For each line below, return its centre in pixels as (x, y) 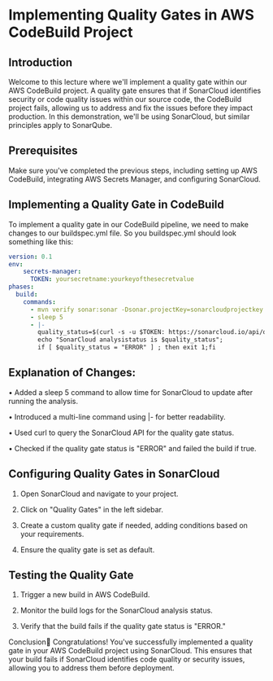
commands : (40, 302)
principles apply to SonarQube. (61, 125)
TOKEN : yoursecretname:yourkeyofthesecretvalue (112, 279)
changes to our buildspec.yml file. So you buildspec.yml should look (123, 233)
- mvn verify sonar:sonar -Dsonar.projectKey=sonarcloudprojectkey (147, 310)
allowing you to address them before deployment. (91, 668)
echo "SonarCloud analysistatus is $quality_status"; (130, 340)
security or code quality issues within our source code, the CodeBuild (125, 99)
